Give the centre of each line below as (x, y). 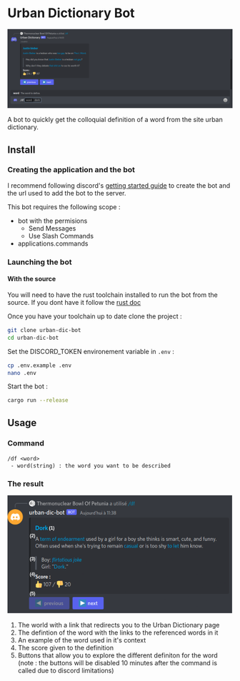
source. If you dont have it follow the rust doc (74, 302)
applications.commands (53, 243)
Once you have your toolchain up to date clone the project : (95, 316)
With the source (32, 279)
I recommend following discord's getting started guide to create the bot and (119, 185)
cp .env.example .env (40, 365)
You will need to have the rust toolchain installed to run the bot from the (112, 295)
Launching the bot (40, 262)
